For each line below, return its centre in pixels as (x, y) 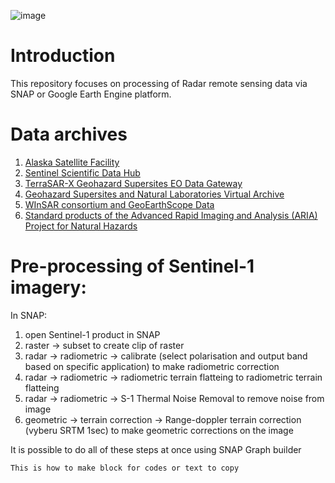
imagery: (48, 287)
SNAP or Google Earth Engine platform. (91, 94)
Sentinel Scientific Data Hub (82, 172)
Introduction (63, 56)
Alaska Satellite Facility (72, 162)
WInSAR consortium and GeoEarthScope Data (119, 204)
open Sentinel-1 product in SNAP (92, 334)
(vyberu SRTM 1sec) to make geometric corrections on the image (159, 430)
